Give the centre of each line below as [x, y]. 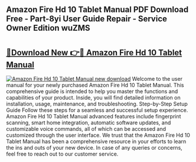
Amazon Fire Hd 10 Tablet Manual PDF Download [97, 10]
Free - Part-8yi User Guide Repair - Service [86, 19]
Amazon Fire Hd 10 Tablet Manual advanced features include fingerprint [94, 116]
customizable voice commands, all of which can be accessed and [86, 129]
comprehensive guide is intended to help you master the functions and [92, 91]
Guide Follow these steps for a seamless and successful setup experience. [97, 110]
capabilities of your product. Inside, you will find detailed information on [94, 97]
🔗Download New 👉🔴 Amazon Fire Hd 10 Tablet [94, 52]
